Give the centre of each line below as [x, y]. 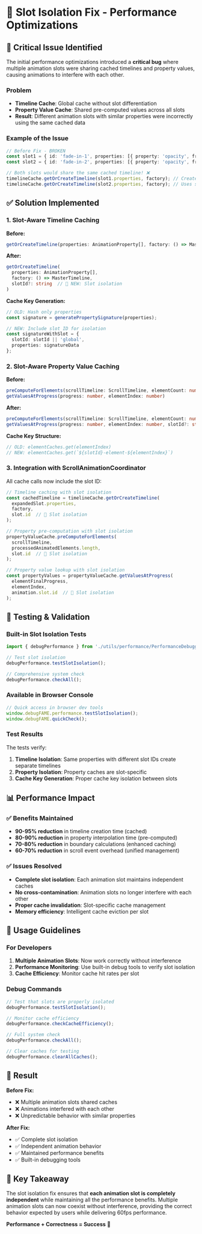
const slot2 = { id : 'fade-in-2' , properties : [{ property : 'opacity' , [98, 162]
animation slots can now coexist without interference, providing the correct [99, 1206]
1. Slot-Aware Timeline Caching [53, 220]
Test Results [25, 734]
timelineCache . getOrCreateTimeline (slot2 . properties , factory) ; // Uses [99, 184]
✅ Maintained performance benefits [59, 1153]
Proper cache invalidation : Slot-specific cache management [90, 905]
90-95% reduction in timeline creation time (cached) [81, 832]
